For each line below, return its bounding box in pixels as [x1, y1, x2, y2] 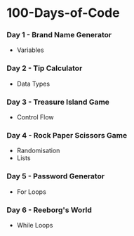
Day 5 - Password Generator [6, 171, 105, 181]
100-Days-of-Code [6, 5, 120, 21]
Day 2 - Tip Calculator [6, 63, 83, 73]
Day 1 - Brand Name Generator [6, 30, 112, 40]
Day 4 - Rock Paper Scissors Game [6, 131, 128, 140]
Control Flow [16, 113, 54, 122]
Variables [16, 46, 44, 54]
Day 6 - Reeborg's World [6, 205, 93, 215]
